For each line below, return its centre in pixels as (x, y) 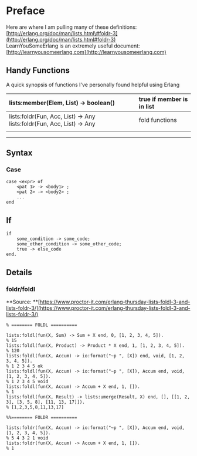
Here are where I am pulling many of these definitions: (72, 27)
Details (19, 272)
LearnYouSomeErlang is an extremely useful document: (73, 46)
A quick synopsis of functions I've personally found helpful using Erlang (93, 85)
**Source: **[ (23, 302)
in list (147, 106)
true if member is (163, 99)
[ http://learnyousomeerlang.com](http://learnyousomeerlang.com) (86, 52)
